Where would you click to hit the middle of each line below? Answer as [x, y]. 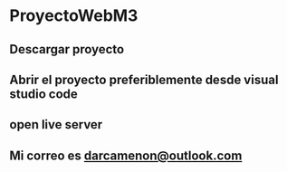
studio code [44, 94]
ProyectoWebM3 [74, 16]
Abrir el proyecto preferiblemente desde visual [144, 79]
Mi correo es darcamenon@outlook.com [126, 155]
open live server [56, 124]
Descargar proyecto [67, 49]
